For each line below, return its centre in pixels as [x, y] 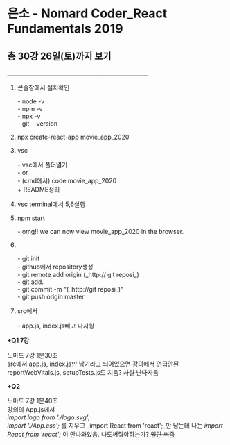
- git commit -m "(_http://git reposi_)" [70, 289]
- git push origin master [51, 296]
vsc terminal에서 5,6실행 [51, 204]
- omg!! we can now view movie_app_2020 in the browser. [100, 232]
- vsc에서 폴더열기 [42, 165]
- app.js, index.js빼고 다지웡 [56, 326]
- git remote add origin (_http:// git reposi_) [78, 275]
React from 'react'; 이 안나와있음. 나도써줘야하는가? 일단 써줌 [91, 434]
